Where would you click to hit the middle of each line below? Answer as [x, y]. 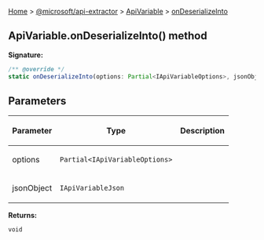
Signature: [26, 55]
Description [203, 131]
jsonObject [32, 188]
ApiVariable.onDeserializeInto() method [108, 36]
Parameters [37, 101]
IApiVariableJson [92, 188]
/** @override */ [37, 69]
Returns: [23, 216]
